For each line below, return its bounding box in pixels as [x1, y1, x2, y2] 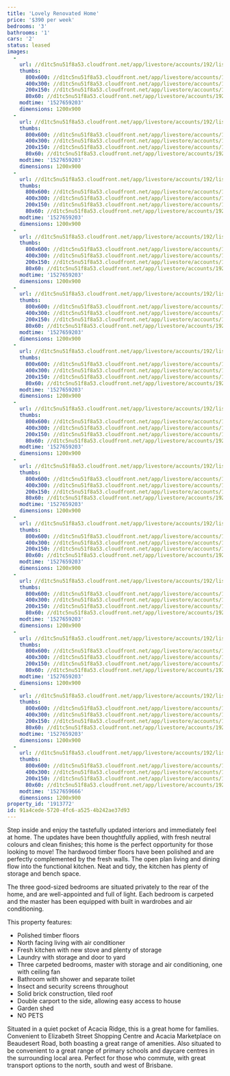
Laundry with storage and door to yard [16, 953, 126, 961]
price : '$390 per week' [7, 16, 75, 23]
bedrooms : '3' [7, 23, 48, 29]
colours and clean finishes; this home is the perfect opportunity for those [7, 841, 214, 848]
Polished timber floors [16, 931, 80, 940]
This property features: [7, 918, 73, 926]
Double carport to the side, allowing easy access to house [16, 997, 181, 1005]
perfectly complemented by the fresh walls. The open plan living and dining [7, 855, 220, 863]
